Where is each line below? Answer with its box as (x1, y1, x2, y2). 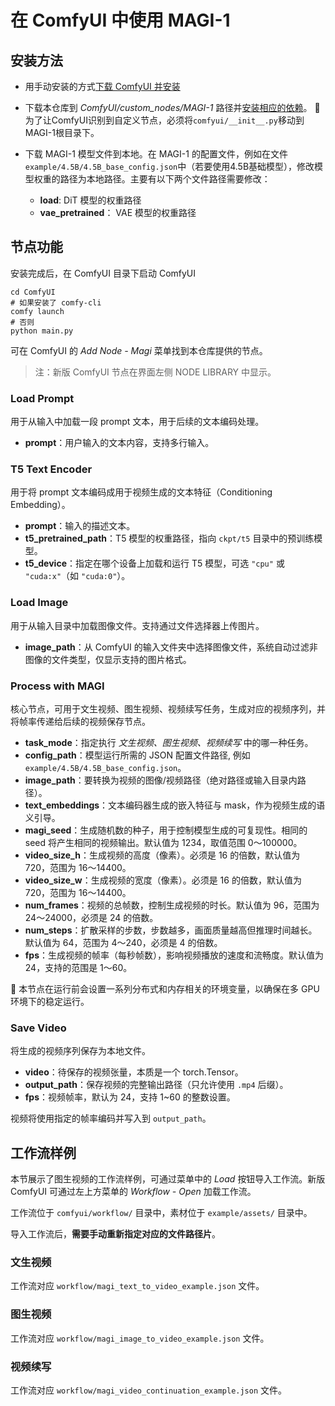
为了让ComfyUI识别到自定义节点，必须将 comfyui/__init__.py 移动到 (24, 114, 305, 126)
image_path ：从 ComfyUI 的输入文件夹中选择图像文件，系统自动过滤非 (24, 641, 318, 653)
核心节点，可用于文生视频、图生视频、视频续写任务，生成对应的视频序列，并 (10, 703, 326, 715)
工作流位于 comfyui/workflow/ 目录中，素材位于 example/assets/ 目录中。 (10, 1207, 313, 1219)
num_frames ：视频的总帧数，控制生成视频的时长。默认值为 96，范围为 (24, 899, 320, 911)
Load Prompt (10, 391, 75, 405)
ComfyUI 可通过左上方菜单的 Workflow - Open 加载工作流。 (10, 1186, 257, 1198)
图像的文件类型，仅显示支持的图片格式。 (24, 653, 192, 665)
